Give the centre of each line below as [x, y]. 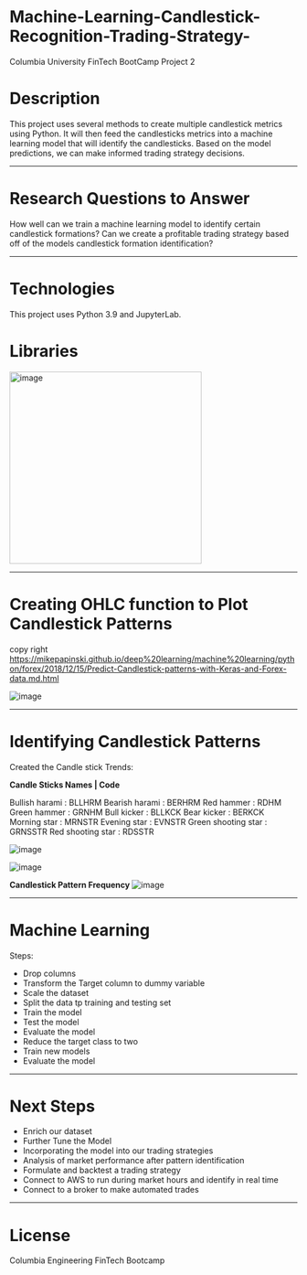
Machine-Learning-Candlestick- [135, 17]
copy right [29, 649]
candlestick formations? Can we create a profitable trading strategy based [149, 233]
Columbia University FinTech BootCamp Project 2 [102, 61]
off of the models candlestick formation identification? [111, 243]
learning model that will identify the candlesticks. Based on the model [140, 143]
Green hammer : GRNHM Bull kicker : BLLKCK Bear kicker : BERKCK [137, 812]
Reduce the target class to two [80, 1041]
